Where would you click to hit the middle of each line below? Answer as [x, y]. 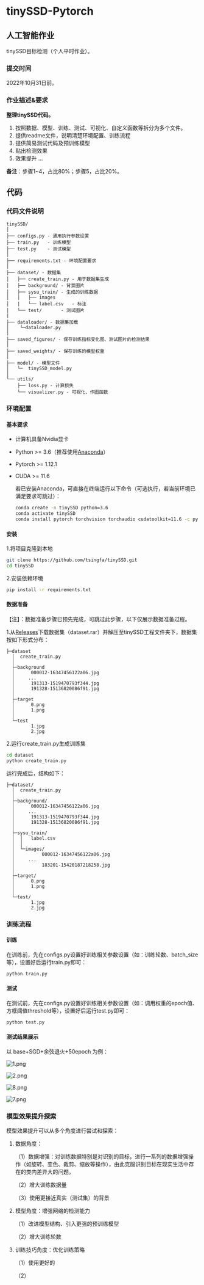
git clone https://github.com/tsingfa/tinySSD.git [72, 560]
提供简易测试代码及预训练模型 [52, 143]
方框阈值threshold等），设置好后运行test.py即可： [68, 1011]
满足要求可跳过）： [38, 497]
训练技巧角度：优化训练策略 [50, 1250]
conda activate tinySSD [45, 514]
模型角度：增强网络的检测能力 [52, 1211]
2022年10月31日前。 [32, 83]
